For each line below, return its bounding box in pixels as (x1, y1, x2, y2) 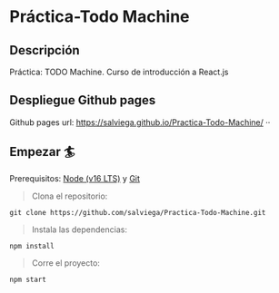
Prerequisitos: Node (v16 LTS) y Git (9, 172, 141, 183)
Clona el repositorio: (31, 190, 108, 201)
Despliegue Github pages (9, 93, 156, 108)
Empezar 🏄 (9, 144, 75, 160)
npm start (9, 275, 47, 284)
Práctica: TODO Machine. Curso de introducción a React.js (9, 66, 229, 77)
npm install (9, 241, 55, 250)
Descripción (9, 43, 80, 58)
